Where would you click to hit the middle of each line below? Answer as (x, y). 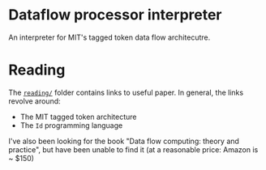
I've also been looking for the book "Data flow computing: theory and (124, 141)
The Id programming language (71, 125)
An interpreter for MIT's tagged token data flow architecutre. (109, 37)
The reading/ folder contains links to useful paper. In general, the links (126, 92)
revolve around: (34, 101)
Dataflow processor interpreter (115, 15)
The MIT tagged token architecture (78, 117)
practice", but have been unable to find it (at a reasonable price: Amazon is (133, 149)
